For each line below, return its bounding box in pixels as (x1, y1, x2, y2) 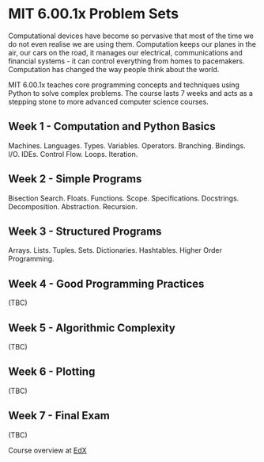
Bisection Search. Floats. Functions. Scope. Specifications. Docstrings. (8, 193, 239, 203)
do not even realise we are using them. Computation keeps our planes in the (8, 39, 257, 48)
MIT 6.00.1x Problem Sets (8, 5, 179, 23)
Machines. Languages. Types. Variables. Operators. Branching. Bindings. (8, 140, 247, 151)
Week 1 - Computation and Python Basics (8, 120, 216, 133)
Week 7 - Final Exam (8, 409, 111, 422)
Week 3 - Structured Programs (8, 224, 162, 238)
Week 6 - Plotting (8, 365, 96, 379)
